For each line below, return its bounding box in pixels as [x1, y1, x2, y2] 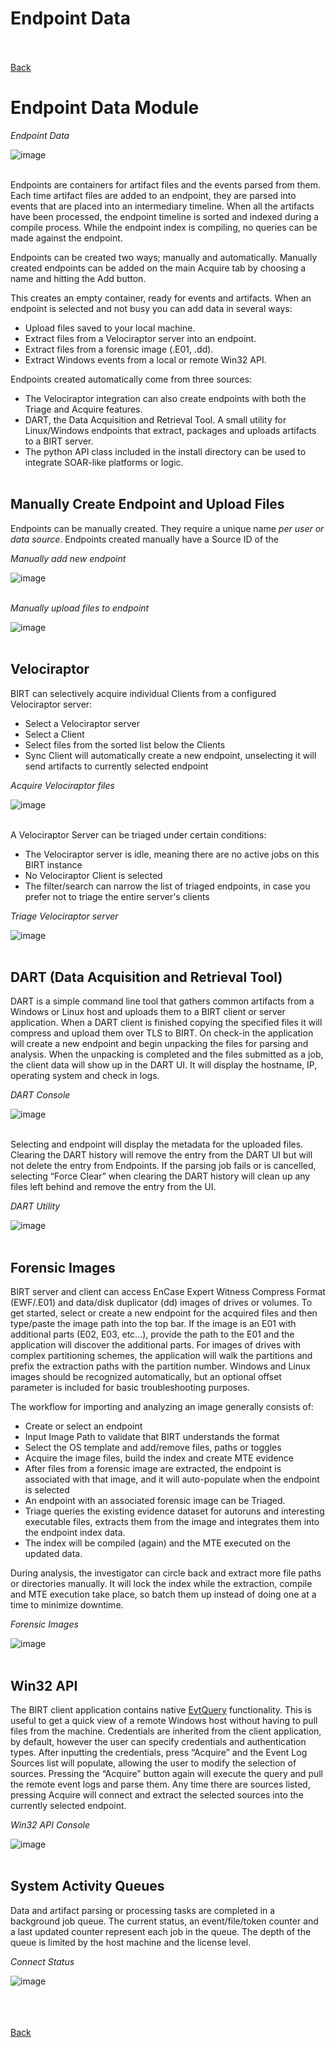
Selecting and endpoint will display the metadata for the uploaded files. [10, 1138, 304, 1151]
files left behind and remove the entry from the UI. [10, 1181, 217, 1193]
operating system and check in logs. [10, 1070, 160, 1082]
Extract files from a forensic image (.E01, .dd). [24, 343, 214, 355]
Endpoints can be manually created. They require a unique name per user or [10, 522, 325, 534]
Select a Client [24, 728, 85, 740]
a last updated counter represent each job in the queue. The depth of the [10, 1925, 312, 1937]
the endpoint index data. [24, 1527, 126, 1539]
